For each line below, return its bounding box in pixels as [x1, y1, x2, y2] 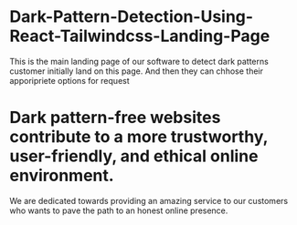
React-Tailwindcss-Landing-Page [9, 26, 270, 46]
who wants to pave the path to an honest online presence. [9, 205, 228, 216]
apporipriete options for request [9, 75, 130, 86]
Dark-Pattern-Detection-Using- [9, 6, 254, 27]
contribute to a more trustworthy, [9, 127, 268, 148]
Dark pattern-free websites [9, 107, 221, 128]
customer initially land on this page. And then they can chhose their [9, 66, 263, 77]
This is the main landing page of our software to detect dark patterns [9, 56, 270, 66]
